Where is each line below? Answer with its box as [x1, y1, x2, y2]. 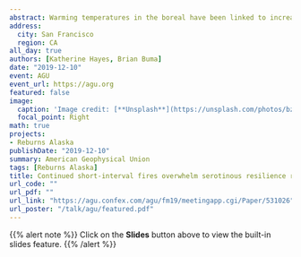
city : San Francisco [17, 30, 94, 39]
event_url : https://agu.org [9, 80, 115, 89]
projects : [9, 130, 47, 139]
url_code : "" [9, 180, 58, 189]
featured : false [9, 88, 70, 97]
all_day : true [9, 47, 63, 56]
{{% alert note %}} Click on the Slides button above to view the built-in [9, 229, 271, 240]
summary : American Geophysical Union [9, 154, 150, 164]
